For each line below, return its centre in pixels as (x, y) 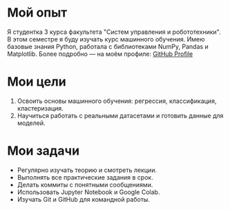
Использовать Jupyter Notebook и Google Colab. (88, 192)
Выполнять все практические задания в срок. (85, 177)
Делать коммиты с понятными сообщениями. (85, 184)
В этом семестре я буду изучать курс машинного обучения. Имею (106, 39)
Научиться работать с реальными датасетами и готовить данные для (120, 115)
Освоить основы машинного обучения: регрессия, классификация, (117, 101)
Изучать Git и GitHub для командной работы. (84, 199)
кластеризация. (40, 108)
